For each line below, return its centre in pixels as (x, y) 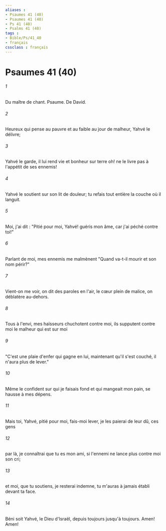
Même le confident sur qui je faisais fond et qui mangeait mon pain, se (78, 389)
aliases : (16, 10)
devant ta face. (21, 492)
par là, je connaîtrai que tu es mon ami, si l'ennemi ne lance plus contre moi (83, 454)
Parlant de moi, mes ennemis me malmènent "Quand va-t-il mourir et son (81, 259)
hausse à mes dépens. (29, 394)
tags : (12, 33)
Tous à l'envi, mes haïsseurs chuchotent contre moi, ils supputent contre (80, 324)
